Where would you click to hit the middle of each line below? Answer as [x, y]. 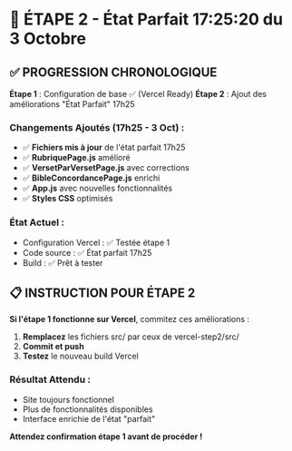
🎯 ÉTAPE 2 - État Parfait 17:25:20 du [146, 20]
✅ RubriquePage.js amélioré [76, 158]
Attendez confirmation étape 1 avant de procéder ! [106, 436]
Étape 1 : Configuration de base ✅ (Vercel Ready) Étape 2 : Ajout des [138, 94]
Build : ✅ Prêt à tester [63, 262]
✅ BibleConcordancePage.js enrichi [91, 178]
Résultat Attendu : [50, 379]
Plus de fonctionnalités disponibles [88, 409]
